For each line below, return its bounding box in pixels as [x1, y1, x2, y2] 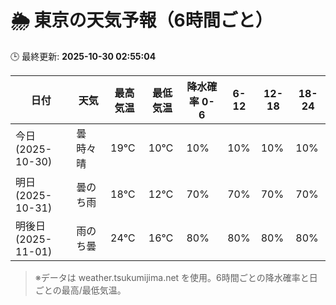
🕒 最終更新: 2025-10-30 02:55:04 [10, 50, 157, 62]
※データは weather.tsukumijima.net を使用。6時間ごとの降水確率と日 [34, 271, 318, 283]
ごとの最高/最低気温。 [34, 284, 127, 296]
